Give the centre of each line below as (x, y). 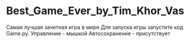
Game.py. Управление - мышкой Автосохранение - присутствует (88, 33)
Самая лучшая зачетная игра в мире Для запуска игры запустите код (95, 27)
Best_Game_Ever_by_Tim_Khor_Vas (95, 11)
